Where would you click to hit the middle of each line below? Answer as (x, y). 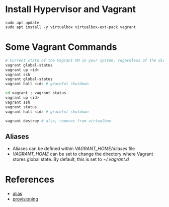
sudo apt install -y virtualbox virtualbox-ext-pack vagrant (71, 27)
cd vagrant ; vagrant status (36, 93)
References (30, 180)
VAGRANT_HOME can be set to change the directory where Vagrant (83, 154)
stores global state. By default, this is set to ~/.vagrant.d (71, 159)
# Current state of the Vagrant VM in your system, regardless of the (81, 60)
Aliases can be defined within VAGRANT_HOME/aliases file (74, 149)
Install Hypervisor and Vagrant (71, 9)
